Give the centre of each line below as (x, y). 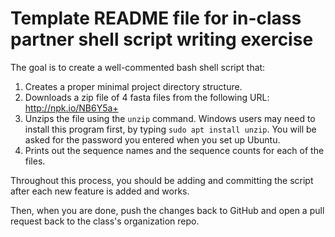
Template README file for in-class (156, 18)
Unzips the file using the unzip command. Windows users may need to (170, 118)
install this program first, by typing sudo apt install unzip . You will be (170, 129)
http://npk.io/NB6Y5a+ (71, 108)
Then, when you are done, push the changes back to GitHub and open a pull (167, 210)
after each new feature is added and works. (100, 191)
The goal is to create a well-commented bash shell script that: (138, 67)
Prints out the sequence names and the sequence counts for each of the (174, 150)
